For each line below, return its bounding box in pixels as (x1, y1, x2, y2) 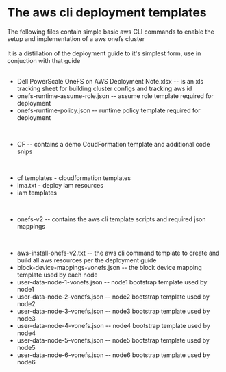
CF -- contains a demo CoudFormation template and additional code (16, 140, 210, 148)
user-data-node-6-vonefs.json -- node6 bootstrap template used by (16, 351, 210, 359)
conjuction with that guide (7, 56, 81, 64)
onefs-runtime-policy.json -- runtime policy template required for (16, 106, 201, 114)
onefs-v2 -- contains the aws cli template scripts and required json (16, 214, 206, 223)
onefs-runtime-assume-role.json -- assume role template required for (16, 91, 214, 100)
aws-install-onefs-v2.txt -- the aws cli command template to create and (16, 249, 220, 257)
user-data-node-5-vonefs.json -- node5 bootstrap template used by (16, 336, 210, 344)
